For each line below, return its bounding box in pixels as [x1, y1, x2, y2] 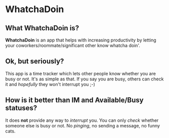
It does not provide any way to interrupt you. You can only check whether [5, 117, 159, 123]
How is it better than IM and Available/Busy [5, 96, 144, 105]
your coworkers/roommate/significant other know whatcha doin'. [5, 42, 141, 49]
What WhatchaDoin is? [5, 24, 79, 32]
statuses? [5, 104, 37, 112]
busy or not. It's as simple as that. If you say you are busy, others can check [5, 76, 164, 82]
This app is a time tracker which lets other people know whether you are [5, 70, 156, 76]
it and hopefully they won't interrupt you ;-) [5, 81, 95, 87]
